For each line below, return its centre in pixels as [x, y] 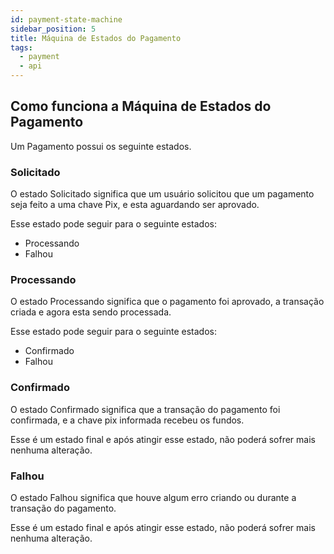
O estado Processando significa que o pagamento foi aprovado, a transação [167, 302]
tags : [21, 47]
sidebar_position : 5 [53, 29]
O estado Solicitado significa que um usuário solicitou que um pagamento [162, 194]
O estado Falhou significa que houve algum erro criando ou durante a [153, 497]
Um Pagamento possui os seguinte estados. [101, 146]
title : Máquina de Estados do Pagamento [96, 38]
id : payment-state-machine [66, 19]
